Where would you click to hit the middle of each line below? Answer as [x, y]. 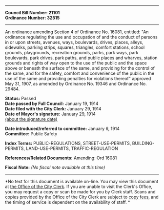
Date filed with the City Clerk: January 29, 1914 [53, 109]
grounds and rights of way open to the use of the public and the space [76, 63]
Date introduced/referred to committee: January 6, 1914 [62, 128]
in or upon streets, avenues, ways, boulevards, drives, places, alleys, [74, 42]
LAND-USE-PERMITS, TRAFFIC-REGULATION [72, 148]
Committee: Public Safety [31, 134]
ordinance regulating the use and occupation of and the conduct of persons [81, 37]
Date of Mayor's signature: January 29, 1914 [51, 114]
